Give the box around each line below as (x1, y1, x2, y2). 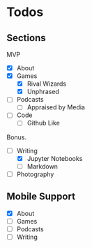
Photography (16, 170, 54, 178)
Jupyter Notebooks (26, 154, 83, 162)
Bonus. (6, 133, 27, 141)
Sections (6, 32, 46, 44)
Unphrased (26, 88, 60, 96)
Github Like (26, 119, 60, 127)
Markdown (26, 162, 59, 171)
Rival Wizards (26, 79, 67, 88)
